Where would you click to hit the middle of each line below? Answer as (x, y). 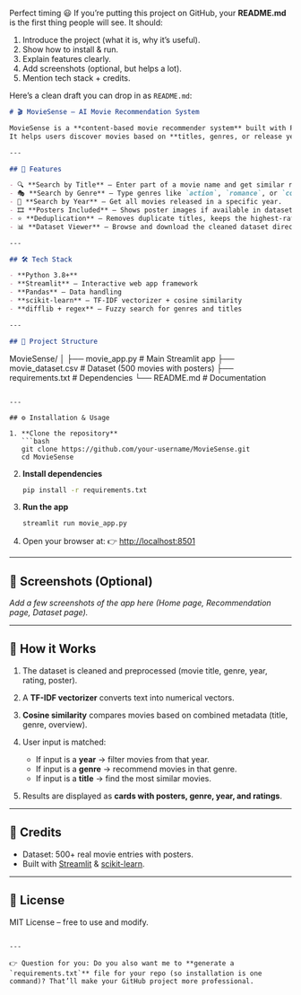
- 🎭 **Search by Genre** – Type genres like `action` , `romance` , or (143, 194)
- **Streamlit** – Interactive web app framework (104, 284)
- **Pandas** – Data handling (66, 292)
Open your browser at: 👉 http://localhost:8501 (108, 542)
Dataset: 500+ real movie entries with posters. (108, 854)
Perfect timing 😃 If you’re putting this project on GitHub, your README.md (148, 13)
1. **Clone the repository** (64, 433)
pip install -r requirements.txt (85, 490)
